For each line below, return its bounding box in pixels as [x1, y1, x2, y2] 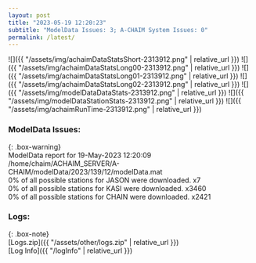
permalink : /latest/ [8, 33, 76, 41]
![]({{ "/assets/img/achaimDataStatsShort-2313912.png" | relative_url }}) [8, 55, 240, 64]
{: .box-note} [8, 229, 49, 239]
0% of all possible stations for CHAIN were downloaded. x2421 [8, 192, 211, 201]
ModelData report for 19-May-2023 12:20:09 [8, 150, 152, 160]
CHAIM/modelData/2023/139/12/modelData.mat [8, 167, 163, 176]
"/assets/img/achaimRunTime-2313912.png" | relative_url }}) [8, 105, 202, 114]
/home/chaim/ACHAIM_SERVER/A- [8, 158, 120, 168]
